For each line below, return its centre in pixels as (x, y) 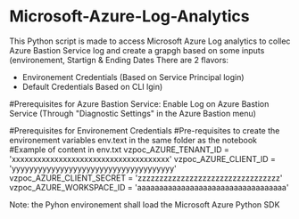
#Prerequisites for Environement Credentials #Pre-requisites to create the (145, 130)
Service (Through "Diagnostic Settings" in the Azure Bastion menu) (133, 113)
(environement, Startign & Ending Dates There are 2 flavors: (119, 60)
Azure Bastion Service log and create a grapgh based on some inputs (137, 50)
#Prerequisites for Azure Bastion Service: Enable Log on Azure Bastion (139, 103)
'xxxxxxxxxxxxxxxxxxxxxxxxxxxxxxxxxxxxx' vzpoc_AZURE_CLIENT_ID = (143, 158)
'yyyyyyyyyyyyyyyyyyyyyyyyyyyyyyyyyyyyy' (93, 168)
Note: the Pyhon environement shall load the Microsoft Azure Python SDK (145, 204)
